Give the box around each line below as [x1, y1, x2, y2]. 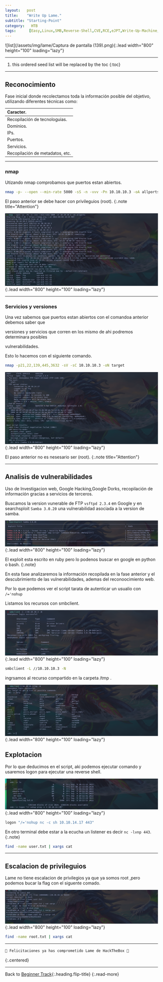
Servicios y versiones [5, 303, 57, 310]
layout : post [5, 8, 36, 13]
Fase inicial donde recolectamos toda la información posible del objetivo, [5, 93, 151, 99]
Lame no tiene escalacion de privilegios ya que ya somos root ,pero [5, 875, 141, 881]
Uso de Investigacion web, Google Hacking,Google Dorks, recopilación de [5, 486, 153, 491]
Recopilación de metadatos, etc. [7, 150, 71, 156]
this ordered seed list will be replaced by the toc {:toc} [12, 61, 121, 68]
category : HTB [5, 23, 38, 28]
